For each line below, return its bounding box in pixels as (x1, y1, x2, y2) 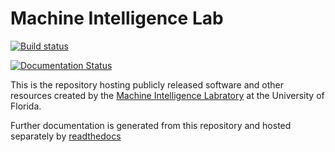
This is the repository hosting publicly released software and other (10, 78, 284, 91)
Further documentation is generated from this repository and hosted (10, 119, 292, 131)
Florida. (10, 100, 42, 112)
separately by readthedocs (10, 130, 122, 142)
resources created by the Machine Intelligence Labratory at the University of (10, 89, 325, 101)
